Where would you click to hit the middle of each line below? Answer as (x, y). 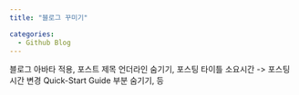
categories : (32, 34)
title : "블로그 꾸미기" (49, 18)
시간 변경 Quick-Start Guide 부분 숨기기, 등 (87, 81)
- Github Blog (44, 43)
